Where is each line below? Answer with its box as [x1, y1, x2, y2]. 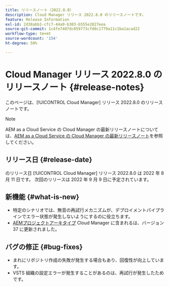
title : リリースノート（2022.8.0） [5, 7, 74, 13]
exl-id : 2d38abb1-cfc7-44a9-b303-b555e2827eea [5, 21, 106, 27]
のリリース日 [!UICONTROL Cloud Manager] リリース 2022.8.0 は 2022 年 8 [5, 170, 164, 176]
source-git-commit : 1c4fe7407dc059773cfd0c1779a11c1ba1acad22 [5, 27, 140, 32]
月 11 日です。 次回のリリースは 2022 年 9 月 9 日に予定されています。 [5, 176, 152, 182]
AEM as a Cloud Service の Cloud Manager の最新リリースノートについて [5, 126, 159, 133]
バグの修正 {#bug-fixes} [5, 243, 83, 251]
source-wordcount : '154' [5, 36, 58, 41]
